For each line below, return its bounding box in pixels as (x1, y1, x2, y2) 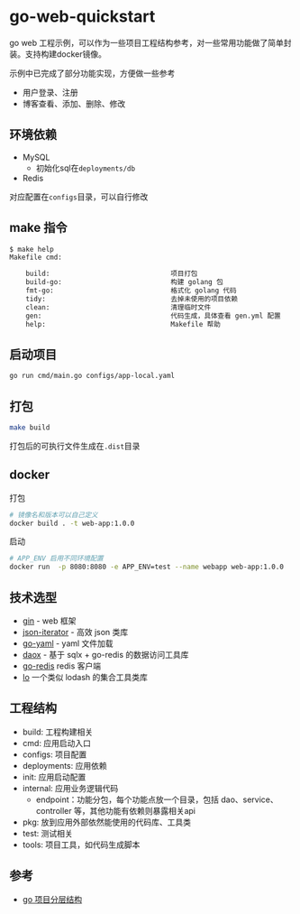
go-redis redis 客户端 (22, 660, 102, 671)
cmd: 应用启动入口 (22, 737, 92, 748)
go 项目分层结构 (22, 893, 83, 904)
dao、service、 (220, 794, 279, 805)
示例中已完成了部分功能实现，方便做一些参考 (9, 68, 176, 78)
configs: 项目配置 (22, 749, 87, 760)
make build (9, 422, 50, 432)
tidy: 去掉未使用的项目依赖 (25, 294, 239, 303)
